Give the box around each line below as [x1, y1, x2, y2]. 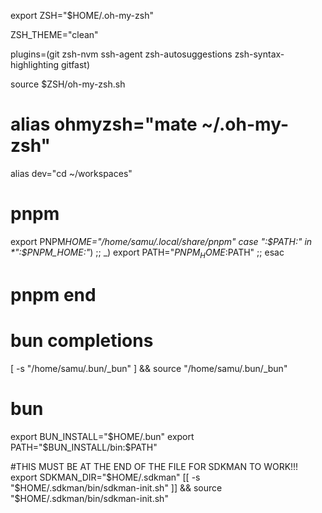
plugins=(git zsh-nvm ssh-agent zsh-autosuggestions [10, 48, 233, 60]
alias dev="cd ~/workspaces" [10, 167, 133, 179]
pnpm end [10, 283, 97, 306]
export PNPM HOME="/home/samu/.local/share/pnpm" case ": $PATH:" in [10, 235, 313, 247]
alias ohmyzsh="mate [10, 113, 198, 136]
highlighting [10, 59, 60, 70]
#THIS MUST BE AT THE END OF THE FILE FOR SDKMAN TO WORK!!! [10, 460, 299, 472]
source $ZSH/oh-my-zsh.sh [10, 78, 126, 90]
